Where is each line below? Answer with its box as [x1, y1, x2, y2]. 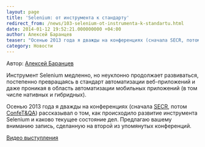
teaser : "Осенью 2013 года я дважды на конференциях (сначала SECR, [6, 37, 184, 43]
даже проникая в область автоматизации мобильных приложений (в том [6, 84, 198, 91]
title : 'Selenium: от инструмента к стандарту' [6, 15, 130, 21]
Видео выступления [6, 134, 59, 141]
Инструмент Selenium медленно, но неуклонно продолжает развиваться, [6, 71, 199, 79]
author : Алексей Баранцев [6, 32, 72, 38]
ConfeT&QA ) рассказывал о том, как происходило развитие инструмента [6, 109, 198, 117]
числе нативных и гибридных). [6, 91, 87, 98]
